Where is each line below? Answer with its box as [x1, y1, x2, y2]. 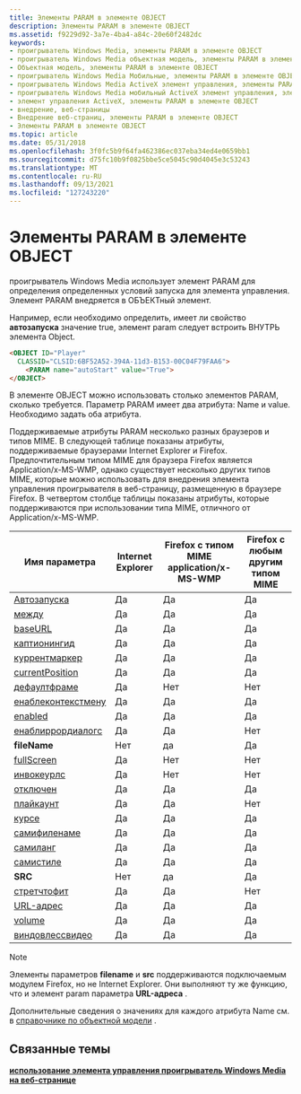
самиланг [13, 841, 56, 853]
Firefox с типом [164, 539, 235, 552]
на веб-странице [9, 1074, 76, 1086]
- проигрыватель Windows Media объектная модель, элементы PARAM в [9, 55, 267, 64]
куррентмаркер [13, 652, 83, 664]
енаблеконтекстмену [13, 696, 107, 708]
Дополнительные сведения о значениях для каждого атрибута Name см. [9, 1006, 290, 1017]
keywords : [9, 38, 47, 48]
